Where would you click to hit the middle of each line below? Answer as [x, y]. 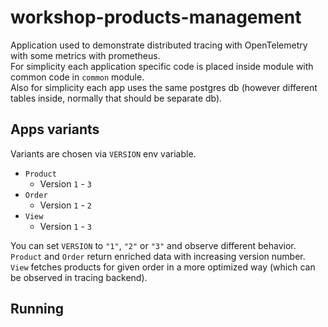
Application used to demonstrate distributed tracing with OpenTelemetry [159, 45]
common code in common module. [77, 77]
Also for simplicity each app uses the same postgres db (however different [164, 87]
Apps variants [55, 129]
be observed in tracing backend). [79, 277]
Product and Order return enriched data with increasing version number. [158, 256]
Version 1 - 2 [66, 205]
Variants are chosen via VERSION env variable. [103, 153]
